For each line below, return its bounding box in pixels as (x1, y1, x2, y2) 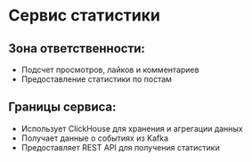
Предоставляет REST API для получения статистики (20, 142, 220, 152)
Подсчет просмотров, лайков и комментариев (20, 64, 199, 75)
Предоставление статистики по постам (20, 74, 173, 85)
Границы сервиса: (8, 100, 117, 115)
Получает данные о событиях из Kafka (20, 133, 169, 143)
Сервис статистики (8, 5, 161, 26)
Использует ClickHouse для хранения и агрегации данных (20, 123, 244, 134)
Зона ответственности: (8, 41, 146, 56)
